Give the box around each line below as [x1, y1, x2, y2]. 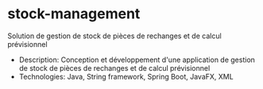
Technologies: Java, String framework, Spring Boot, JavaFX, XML [18, 72, 234, 81]
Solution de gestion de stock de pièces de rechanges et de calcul [7, 31, 222, 41]
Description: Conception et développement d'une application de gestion [18, 55, 256, 64]
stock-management [7, 5, 141, 23]
